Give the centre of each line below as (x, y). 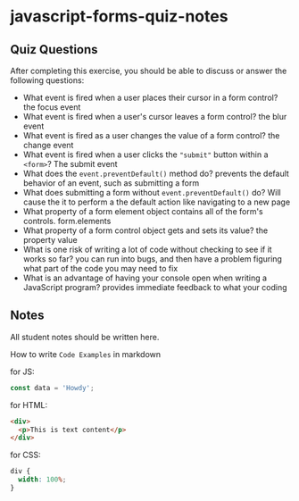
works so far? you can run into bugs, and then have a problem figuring (152, 259)
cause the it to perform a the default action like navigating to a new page (157, 202)
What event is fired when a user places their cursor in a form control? (150, 97)
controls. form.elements (67, 221)
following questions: (47, 80)
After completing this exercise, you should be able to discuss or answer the (149, 71)
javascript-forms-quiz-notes (119, 17)
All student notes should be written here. (85, 337)
